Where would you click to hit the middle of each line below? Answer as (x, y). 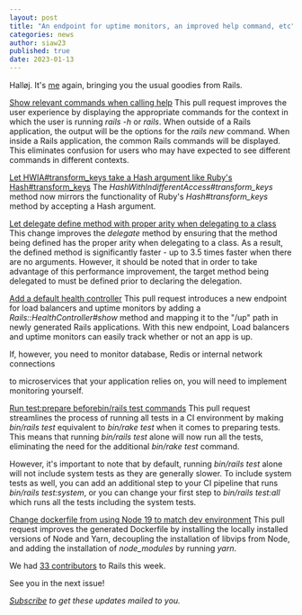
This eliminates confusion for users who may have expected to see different (150, 150)
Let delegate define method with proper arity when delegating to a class (143, 223)
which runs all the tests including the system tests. (103, 502)
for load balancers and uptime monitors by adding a (105, 308)
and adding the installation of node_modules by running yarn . (123, 548)
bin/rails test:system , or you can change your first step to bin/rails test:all (145, 493)
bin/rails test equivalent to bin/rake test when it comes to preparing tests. (145, 427)
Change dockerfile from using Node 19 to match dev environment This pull (147, 520)
